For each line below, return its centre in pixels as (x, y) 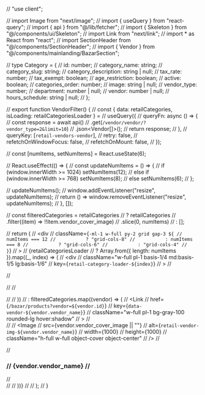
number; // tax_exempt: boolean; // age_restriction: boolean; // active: (94, 78)
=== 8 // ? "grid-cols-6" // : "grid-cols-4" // (97, 245)
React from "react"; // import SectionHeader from (69, 40)
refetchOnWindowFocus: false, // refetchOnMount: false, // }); (84, 142)
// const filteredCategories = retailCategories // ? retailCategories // (91, 215)
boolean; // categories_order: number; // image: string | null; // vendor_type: (102, 84)
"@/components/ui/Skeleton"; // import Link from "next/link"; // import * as (100, 34)
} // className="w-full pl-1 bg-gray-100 (134, 312)
